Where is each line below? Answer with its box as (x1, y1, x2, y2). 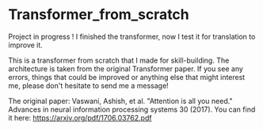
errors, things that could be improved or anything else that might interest (8, 72, 246, 82)
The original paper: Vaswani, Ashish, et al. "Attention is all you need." (8, 96, 233, 105)
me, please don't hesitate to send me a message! (8, 81, 169, 90)
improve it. (8, 40, 44, 49)
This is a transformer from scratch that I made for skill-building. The (8, 55, 230, 65)
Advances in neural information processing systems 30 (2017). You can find (8, 105, 256, 114)
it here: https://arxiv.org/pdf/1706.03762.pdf (8, 113, 152, 122)
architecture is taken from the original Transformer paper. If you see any (8, 63, 244, 73)
